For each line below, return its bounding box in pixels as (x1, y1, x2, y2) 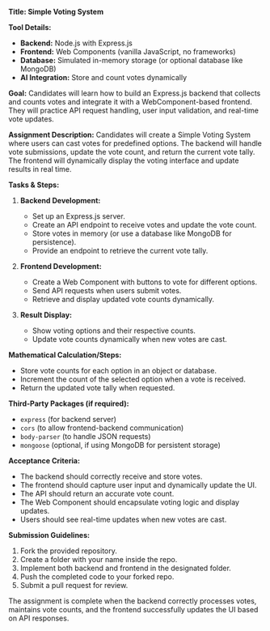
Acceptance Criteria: (8, 456, 81, 465)
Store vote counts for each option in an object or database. (19, 366, 217, 375)
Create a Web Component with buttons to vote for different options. (32, 277, 257, 287)
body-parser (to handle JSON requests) (19, 432, 151, 441)
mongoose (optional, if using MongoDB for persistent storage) (19, 441, 221, 450)
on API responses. (8, 613, 70, 623)
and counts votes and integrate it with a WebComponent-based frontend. (8, 97, 252, 106)
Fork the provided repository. (19, 546, 117, 556)
